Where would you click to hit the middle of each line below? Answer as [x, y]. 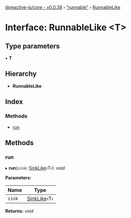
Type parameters [32, 46]
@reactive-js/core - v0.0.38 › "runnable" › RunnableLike [63, 7]
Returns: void [19, 211]
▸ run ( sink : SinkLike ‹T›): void [35, 168]
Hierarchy [21, 74]
